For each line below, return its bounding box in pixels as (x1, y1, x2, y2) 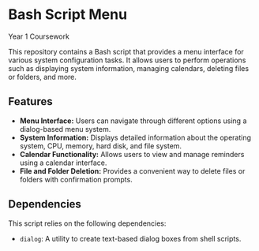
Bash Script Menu (8, 6, 128, 24)
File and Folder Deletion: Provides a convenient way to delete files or (19, 166, 246, 175)
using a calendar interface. (19, 158, 107, 167)
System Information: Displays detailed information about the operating (19, 133, 251, 142)
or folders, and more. (8, 72, 77, 81)
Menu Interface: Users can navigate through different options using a (19, 116, 247, 126)
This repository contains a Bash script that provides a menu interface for (8, 47, 245, 56)
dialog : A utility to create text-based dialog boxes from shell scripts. (19, 234, 242, 243)
